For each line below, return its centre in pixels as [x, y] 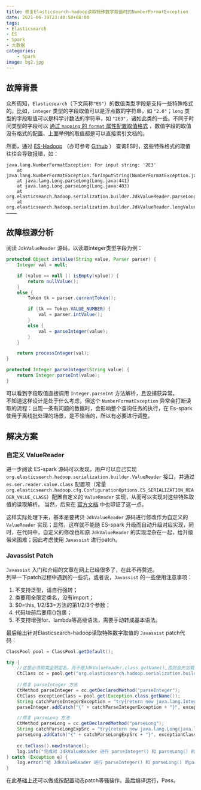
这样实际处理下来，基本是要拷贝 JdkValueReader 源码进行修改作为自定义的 [97, 517]
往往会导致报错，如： [32, 154]
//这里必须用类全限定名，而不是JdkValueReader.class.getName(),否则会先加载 [106, 668]
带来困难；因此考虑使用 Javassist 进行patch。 [63, 540]
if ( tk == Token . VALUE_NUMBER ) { [69, 309]
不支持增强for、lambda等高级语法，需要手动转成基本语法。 [88, 620]
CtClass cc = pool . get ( [47, 673]
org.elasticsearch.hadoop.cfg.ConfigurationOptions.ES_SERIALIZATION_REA [100, 490]
